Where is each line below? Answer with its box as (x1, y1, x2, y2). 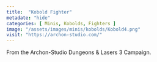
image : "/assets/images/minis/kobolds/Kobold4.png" (6, 26, 141, 33)
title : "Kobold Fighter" (6, 9, 72, 15)
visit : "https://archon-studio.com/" (6, 32, 103, 38)
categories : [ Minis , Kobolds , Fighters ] (6, 20, 116, 26)
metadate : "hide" (6, 15, 51, 21)
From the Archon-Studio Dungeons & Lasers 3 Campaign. (6, 48, 152, 56)
